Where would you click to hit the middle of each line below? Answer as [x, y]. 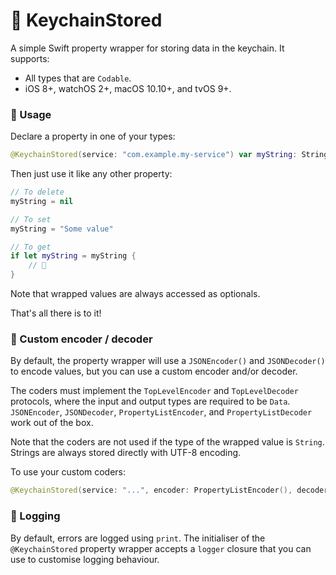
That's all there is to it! [56, 313]
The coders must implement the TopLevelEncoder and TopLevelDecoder [154, 391]
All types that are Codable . [78, 78]
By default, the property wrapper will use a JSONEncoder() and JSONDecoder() [168, 361]
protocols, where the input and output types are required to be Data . [150, 401]
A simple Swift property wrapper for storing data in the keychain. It [147, 48]
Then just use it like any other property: [91, 174]
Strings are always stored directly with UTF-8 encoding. [126, 453]
